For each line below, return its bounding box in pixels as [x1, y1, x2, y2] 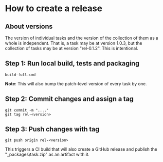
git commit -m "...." [5, 108, 49, 113]
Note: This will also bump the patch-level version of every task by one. [5, 81, 147, 86]
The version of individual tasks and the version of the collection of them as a [5, 35, 159, 41]
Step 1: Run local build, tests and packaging [5, 59, 140, 68]
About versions [5, 22, 53, 31]
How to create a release [5, 3, 103, 14]
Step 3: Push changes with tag [5, 125, 100, 133]
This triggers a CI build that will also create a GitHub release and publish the [5, 146, 157, 152]
